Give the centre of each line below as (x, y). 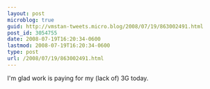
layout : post (26, 13)
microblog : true (31, 20)
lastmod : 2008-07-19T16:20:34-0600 (59, 46)
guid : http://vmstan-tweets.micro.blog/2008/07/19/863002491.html (105, 26)
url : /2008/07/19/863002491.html (56, 59)
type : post (23, 52)
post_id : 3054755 (32, 33)
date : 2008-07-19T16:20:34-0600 (54, 39)
